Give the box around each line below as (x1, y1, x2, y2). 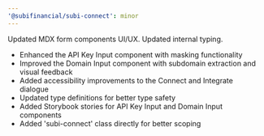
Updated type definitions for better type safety (19, 92, 176, 102)
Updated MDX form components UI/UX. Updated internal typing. (7, 34, 223, 44)
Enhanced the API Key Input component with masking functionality (19, 49, 243, 59)
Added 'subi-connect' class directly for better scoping (19, 118, 201, 128)
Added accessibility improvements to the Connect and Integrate (19, 75, 233, 85)
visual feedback (19, 66, 73, 77)
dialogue (19, 84, 50, 94)
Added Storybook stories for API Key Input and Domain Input (19, 101, 223, 111)
